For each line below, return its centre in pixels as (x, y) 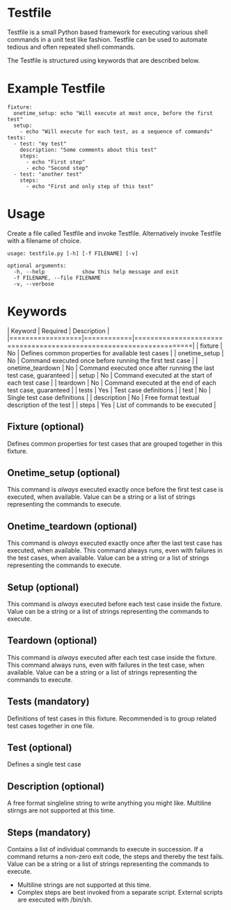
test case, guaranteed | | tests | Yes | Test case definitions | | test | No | (109, 390)
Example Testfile (56, 89)
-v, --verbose (34, 284)
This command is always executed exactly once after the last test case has (115, 543)
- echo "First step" (55, 162)
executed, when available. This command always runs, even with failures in (115, 550)
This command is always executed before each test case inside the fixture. (115, 604)
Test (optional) (40, 748)
